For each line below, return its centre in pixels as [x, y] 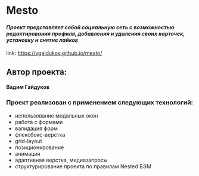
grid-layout [29, 141]
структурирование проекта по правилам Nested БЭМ [83, 166]
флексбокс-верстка [40, 134]
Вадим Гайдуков [28, 87]
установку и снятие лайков [42, 40]
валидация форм [36, 128]
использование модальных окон [56, 115]
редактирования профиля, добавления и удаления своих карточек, [96, 33]
